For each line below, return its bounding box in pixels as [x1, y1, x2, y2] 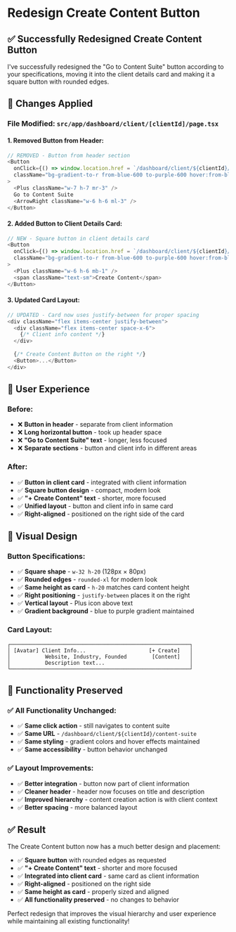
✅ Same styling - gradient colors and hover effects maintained [17, 737, 200, 746]
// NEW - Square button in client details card [7, 235, 150, 242]
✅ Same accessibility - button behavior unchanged [17, 745, 168, 753]
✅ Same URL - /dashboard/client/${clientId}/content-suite [17, 730, 197, 738]
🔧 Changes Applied [7, 98, 93, 110]
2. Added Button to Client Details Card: [7, 219, 123, 228]
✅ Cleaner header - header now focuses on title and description [17, 787, 205, 796]
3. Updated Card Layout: [7, 296, 80, 304]
